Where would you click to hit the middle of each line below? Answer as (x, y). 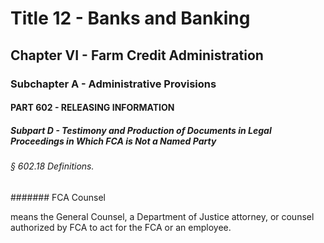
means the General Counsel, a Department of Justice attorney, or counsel (162, 216)
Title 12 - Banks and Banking (130, 18)
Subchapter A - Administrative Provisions (113, 84)
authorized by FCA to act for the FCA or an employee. (121, 227)
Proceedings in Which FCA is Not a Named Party (113, 141)
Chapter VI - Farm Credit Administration (137, 55)
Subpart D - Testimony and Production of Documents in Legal (141, 130)
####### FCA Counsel (58, 197)
